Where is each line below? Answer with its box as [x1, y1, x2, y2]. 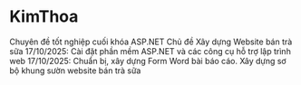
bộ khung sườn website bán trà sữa [9, 65, 141, 76]
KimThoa [9, 6, 79, 27]
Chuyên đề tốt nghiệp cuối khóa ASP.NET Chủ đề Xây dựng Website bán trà [9, 36, 293, 47]
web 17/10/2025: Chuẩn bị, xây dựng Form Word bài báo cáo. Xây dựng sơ [9, 55, 287, 66]
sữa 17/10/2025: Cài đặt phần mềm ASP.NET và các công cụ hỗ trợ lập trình [9, 45, 292, 56]
